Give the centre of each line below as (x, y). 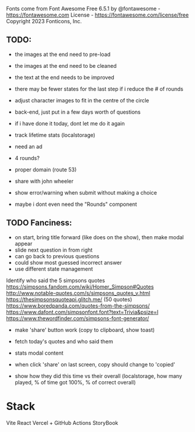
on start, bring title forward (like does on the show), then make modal (99, 237)
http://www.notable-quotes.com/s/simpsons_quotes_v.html (78, 293)
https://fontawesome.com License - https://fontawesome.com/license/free (97, 15)
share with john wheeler (44, 181)
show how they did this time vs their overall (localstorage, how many (98, 376)
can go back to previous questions (57, 256)
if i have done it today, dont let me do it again (70, 123)
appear (23, 243)
